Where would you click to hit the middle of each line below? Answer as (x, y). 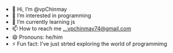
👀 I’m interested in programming (51, 15)
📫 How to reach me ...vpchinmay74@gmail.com (72, 29)
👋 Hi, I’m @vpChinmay (39, 9)
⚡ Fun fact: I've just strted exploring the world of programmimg (89, 44)
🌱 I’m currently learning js (43, 22)
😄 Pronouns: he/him (37, 37)
